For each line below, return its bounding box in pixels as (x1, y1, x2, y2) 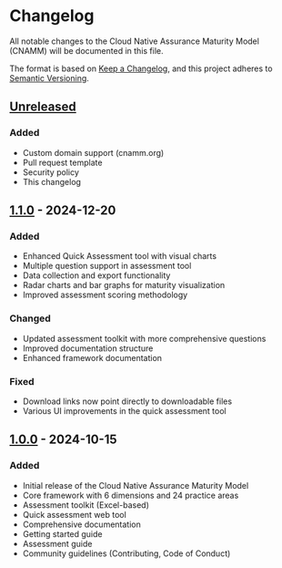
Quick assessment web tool (22, 509, 127, 520)
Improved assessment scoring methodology (22, 289, 188, 301)
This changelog (22, 176, 82, 187)
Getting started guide (22, 528, 103, 539)
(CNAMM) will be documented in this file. (9, 45, 164, 56)
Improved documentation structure (22, 343, 154, 354)
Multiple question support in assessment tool (22, 261, 192, 272)
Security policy (22, 166, 80, 178)
